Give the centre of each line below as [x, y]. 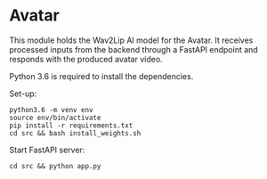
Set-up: [23, 94]
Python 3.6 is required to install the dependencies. [101, 76]
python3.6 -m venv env [51, 110]
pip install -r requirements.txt [71, 126]
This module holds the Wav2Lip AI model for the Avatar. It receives [131, 40]
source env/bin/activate [55, 118]
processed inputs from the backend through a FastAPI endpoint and [133, 49]
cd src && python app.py [55, 166]
